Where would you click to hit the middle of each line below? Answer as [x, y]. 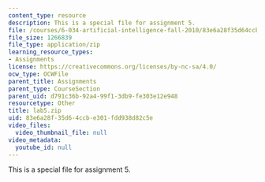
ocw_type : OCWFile [38, 74]
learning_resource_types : [50, 52]
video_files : [30, 125]
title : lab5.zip [35, 111]
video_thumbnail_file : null [62, 132]
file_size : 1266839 [40, 37]
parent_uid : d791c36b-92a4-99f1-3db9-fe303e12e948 [93, 96]
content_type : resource [47, 15]
